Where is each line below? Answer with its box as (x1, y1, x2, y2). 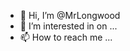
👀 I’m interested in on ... (19, 20, 118, 32)
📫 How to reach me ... (19, 31, 113, 43)
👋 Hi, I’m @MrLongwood (19, 10, 121, 21)
